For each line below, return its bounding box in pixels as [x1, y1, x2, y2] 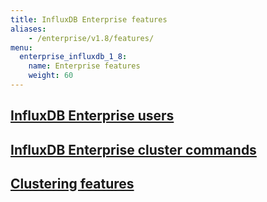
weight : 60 [28, 71, 74, 81]
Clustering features [10, 176, 135, 193]
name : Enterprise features [28, 61, 141, 71]
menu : [10, 42, 33, 53]
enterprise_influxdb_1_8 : [19, 52, 128, 62]
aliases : [10, 24, 47, 34]
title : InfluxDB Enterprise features [10, 14, 168, 25]
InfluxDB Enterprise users [10, 107, 175, 125]
